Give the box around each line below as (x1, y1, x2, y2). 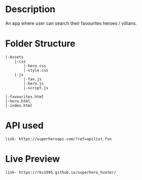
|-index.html (5, 103, 33, 108)
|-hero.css (23, 63, 46, 69)
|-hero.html (5, 98, 30, 104)
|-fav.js (23, 77, 42, 82)
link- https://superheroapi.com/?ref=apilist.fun (5, 136, 112, 142)
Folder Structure (5, 38, 76, 49)
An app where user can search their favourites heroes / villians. (5, 20, 137, 26)
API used (5, 120, 44, 132)
